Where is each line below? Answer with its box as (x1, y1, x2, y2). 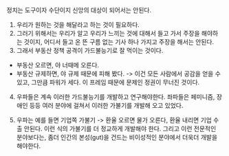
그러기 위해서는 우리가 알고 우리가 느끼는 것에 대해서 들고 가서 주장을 (16, 30, 200, 37)
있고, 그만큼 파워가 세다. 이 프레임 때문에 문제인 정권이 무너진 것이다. (16, 78, 200, 86)
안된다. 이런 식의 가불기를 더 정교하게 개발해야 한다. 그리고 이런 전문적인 (23, 124, 217, 133)
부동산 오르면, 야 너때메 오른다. (16, 61, 100, 69)
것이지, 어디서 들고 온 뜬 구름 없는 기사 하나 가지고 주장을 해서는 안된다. (23, 38, 215, 46)
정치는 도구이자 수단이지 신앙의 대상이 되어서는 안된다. (6, 6, 152, 14)
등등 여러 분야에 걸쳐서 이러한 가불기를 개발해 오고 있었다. (29, 102, 184, 109)
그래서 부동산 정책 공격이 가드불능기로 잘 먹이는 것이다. (16, 47, 164, 54)
